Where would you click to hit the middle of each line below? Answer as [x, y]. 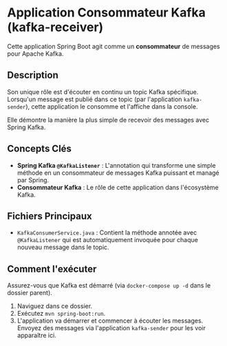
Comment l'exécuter [52, 269]
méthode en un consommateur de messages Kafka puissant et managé [118, 173]
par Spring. [33, 180]
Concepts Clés [40, 149]
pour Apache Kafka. [35, 54]
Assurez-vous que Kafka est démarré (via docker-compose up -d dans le [109, 285]
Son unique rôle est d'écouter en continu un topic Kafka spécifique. [103, 91]
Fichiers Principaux [50, 216]
